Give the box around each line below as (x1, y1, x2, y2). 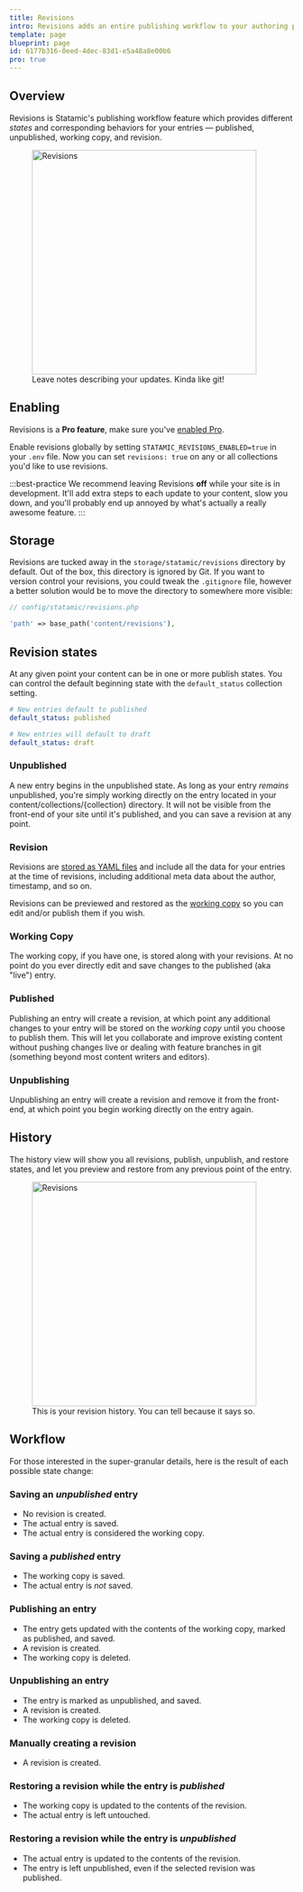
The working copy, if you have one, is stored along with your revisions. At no (9, 951, 294, 961)
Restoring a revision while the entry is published (9, 1780, 225, 1793)
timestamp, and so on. (9, 881, 93, 892)
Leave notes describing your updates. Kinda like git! (32, 374, 225, 385)
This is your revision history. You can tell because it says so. (32, 1405, 255, 1416)
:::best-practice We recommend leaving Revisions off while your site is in (9, 478, 281, 488)
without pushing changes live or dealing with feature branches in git (9, 1042, 262, 1053)
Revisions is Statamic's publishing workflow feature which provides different (9, 112, 293, 123)
